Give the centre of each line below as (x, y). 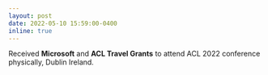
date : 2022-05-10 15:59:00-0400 (63, 23)
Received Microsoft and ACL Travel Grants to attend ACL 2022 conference (134, 54)
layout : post (30, 16)
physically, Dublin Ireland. (51, 62)
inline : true (30, 31)
